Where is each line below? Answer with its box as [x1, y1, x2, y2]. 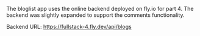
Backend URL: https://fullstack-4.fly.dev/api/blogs [6, 23, 132, 30]
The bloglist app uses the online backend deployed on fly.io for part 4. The [6, 5, 194, 12]
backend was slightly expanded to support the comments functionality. [6, 11, 185, 19]
